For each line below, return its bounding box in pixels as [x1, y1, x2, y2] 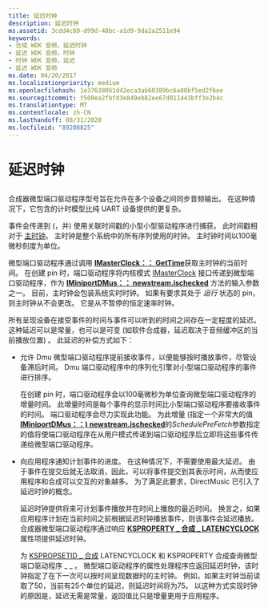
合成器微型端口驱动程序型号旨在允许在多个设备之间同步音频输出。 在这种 [8, 194, 249, 204]
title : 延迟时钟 [8, 11, 58, 20]
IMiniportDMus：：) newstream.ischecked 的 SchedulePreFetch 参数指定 [19, 420, 261, 429]
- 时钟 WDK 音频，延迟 [8, 57, 76, 65]
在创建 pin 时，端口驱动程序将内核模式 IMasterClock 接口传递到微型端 [23, 268, 254, 278]
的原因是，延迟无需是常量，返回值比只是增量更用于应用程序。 [19, 591, 224, 601]
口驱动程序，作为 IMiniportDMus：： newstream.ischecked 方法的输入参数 [8, 278, 260, 288]
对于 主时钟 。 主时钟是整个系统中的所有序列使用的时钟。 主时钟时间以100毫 [8, 231, 258, 241]
